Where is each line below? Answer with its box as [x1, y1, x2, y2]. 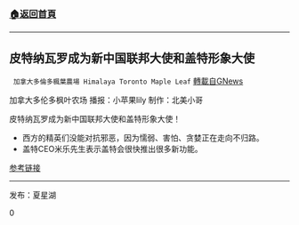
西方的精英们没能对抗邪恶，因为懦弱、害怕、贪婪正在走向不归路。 [21, 133, 264, 143]
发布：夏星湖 [9, 189, 56, 201]
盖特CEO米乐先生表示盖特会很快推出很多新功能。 [21, 144, 203, 155]
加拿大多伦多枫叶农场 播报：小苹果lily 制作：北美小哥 [9, 95, 203, 106]
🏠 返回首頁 [9, 7, 57, 20]
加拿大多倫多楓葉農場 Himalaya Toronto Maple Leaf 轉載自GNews [12, 76, 244, 86]
